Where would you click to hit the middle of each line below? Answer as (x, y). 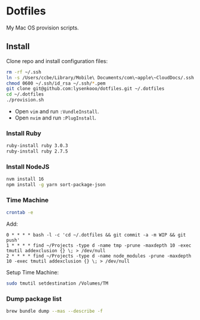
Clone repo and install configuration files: (57, 61)
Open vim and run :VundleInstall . (57, 111)
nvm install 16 (25, 179)
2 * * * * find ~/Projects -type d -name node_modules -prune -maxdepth (99, 256)
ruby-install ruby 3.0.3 (37, 146)
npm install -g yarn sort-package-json (56, 185)
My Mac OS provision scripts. (43, 28)
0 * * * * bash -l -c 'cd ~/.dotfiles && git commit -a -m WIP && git (96, 235)
